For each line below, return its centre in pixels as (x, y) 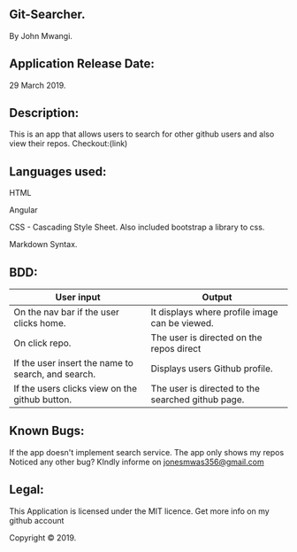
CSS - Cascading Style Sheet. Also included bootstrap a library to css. (137, 227)
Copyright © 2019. (43, 537)
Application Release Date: (82, 64)
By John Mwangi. (41, 35)
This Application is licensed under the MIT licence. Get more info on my (139, 511)
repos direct (176, 349)
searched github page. (198, 400)
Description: (44, 113)
